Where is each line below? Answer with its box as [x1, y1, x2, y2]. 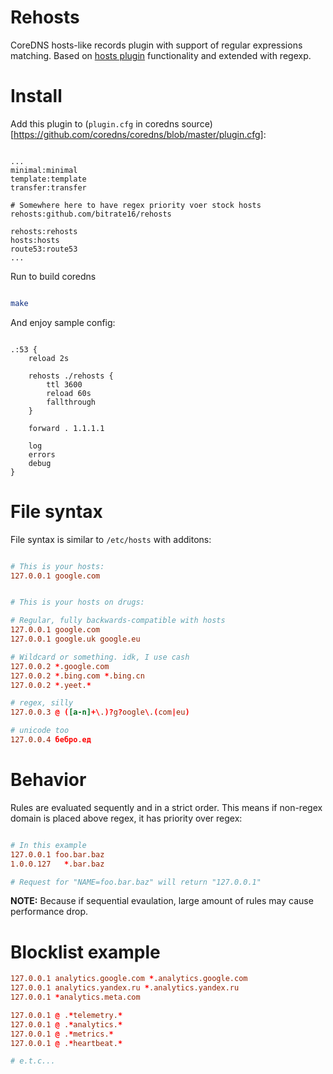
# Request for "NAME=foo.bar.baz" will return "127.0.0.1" [10, 877, 262, 887]
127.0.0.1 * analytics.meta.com [10, 992, 141, 1003]
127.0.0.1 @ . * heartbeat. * [10, 1038, 123, 1048]
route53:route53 [10, 244, 78, 254]
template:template [10, 174, 87, 184]
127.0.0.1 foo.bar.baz [10, 849, 105, 860]
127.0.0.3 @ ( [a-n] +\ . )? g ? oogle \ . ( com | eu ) [10, 707, 190, 718]
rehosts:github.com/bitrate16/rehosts [10, 209, 172, 219]
